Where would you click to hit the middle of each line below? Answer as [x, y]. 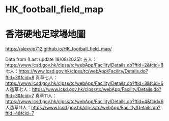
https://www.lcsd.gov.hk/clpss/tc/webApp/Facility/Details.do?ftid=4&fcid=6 [84, 102]
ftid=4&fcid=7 [20, 113]
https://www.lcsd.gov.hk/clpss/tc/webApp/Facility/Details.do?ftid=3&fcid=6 [84, 83]
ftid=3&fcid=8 [20, 78]
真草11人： [46, 96]
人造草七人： [19, 89]
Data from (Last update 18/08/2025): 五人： [51, 59]
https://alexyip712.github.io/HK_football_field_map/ [59, 49]
